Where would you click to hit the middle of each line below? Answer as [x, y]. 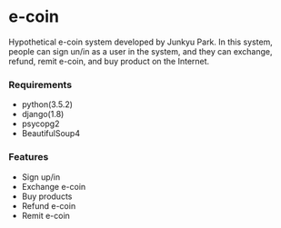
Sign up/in [41, 177]
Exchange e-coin [54, 186]
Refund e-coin [49, 205]
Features [29, 157]
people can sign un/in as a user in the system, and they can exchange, [141, 51]
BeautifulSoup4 [51, 134]
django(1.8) [43, 114]
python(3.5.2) [47, 104]
